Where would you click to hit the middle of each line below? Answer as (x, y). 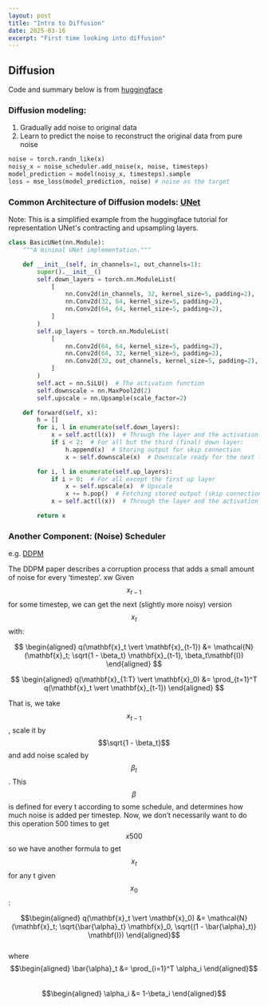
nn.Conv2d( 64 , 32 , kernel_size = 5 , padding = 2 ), (144, 354)
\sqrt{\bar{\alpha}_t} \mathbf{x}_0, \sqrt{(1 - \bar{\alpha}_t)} (158, 926)
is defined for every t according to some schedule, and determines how (126, 807)
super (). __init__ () (69, 272)
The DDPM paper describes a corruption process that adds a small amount (132, 569)
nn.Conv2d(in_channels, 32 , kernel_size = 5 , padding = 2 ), (160, 294)
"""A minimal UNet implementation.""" (87, 250)
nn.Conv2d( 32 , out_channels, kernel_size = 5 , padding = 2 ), (162, 361)
